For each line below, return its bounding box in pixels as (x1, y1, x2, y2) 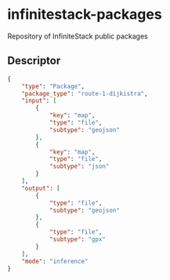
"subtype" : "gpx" (49, 235, 107, 243)
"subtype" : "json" (49, 162, 110, 170)
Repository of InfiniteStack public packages (7, 31, 148, 41)
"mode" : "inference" (21, 257, 89, 265)
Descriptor (7, 54, 61, 67)
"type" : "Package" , (21, 82, 85, 90)
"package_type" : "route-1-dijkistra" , (21, 89, 148, 97)
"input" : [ (21, 96, 57, 105)
